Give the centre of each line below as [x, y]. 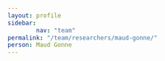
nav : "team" [56, 30]
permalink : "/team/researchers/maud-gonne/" [82, 38]
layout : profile [34, 15]
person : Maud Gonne [40, 45]
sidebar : [22, 23]
